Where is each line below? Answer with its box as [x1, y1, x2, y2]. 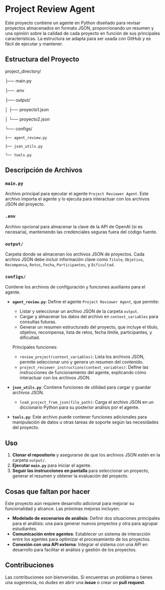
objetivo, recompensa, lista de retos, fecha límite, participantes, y [19, 330, 152, 336]
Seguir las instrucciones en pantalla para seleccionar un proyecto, [12, 468, 149, 474]
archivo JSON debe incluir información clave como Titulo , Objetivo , [5, 256, 144, 262]
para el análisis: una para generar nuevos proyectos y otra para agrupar [12, 520, 159, 526]
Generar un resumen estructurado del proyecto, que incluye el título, [19, 324, 159, 330]
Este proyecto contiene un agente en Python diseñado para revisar [5, 20, 141, 26]
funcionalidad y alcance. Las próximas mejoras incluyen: [5, 506, 120, 511]
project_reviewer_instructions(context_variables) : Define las [19, 364, 149, 370]
